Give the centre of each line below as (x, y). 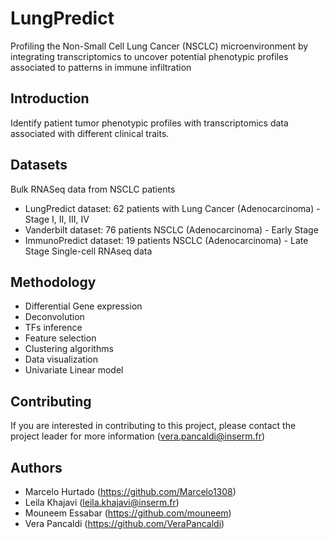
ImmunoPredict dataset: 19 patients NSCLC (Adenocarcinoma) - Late (166, 240)
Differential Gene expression (83, 306)
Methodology (53, 282)
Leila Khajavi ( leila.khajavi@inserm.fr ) (102, 502)
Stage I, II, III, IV (57, 219)
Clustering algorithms (69, 349)
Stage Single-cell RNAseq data (88, 251)
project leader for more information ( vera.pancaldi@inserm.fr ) (138, 436)
